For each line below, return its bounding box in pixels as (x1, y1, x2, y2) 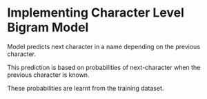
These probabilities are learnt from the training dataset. (7, 84, 164, 92)
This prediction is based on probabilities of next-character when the (7, 63, 201, 71)
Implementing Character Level (7, 5, 184, 21)
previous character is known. (7, 71, 90, 79)
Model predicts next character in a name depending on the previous (7, 42, 201, 51)
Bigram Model (7, 19, 89, 35)
